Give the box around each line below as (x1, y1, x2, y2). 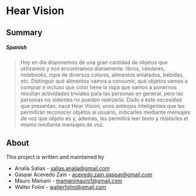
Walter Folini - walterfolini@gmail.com (14, 184, 106, 191)
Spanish (6, 44, 27, 51)
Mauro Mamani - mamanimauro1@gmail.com (14, 177, 123, 184)
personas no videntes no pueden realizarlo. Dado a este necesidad (20, 96, 183, 103)
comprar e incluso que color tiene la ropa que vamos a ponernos (20, 83, 177, 90)
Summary (6, 28, 43, 38)
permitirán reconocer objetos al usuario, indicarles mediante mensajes (20, 109, 191, 116)
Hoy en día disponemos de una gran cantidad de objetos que (20, 59, 168, 66)
